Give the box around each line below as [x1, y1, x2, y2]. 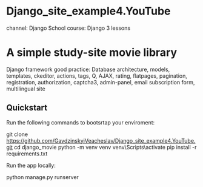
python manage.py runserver [6, 173, 79, 180]
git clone [6, 131, 28, 138]
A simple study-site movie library [6, 46, 178, 59]
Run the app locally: [6, 161, 56, 169]
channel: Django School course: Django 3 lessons [6, 24, 131, 32]
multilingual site [6, 85, 45, 92]
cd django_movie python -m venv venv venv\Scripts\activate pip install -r [14, 143, 197, 151]
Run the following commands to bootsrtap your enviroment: [6, 118, 155, 126]
